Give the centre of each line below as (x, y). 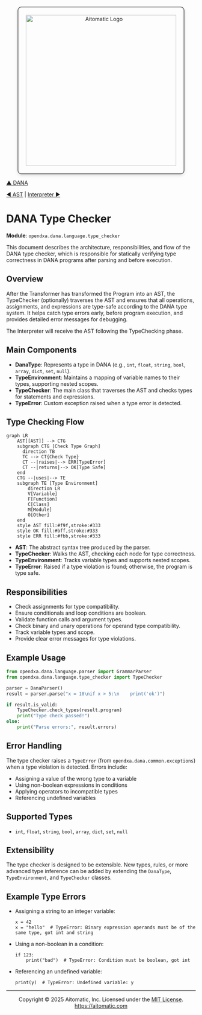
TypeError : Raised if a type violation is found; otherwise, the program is (104, 567)
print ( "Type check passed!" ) (54, 716)
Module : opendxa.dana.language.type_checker (63, 235)
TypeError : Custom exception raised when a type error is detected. (98, 403)
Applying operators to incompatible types (66, 791)
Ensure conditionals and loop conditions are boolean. (81, 613)
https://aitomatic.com (101, 1006)
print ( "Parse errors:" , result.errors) (67, 727)
